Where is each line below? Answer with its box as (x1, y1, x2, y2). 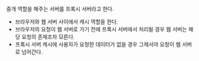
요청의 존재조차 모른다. (21, 33, 75, 40)
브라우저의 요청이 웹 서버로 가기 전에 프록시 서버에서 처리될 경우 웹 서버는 (14, 26, 188, 33)
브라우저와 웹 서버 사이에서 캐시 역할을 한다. (14, 18, 119, 25)
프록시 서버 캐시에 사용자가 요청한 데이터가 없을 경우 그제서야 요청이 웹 (14, 41, 181, 48)
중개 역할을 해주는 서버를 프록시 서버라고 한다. (6, 5, 115, 12)
